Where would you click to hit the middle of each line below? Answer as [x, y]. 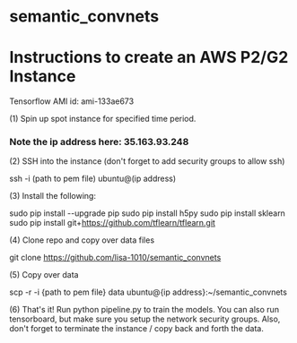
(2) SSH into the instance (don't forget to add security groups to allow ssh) [147, 161]
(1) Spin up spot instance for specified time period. [103, 119]
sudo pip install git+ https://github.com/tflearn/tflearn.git [112, 223]
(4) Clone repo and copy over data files [82, 240]
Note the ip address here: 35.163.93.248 [99, 142]
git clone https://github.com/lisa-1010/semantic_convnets [115, 258]
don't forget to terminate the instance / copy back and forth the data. [137, 329]
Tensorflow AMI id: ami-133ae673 [72, 101]
